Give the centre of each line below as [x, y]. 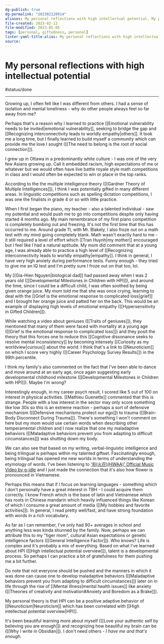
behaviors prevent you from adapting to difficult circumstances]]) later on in [81, 581]
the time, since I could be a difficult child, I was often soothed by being [76, 286]
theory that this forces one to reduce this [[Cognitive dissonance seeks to [79, 336]
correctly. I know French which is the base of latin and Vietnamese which [79, 495]
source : [13, 42]
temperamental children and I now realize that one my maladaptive [72, 428]
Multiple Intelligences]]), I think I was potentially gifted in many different [77, 189]
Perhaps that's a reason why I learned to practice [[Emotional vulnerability [80, 123]
